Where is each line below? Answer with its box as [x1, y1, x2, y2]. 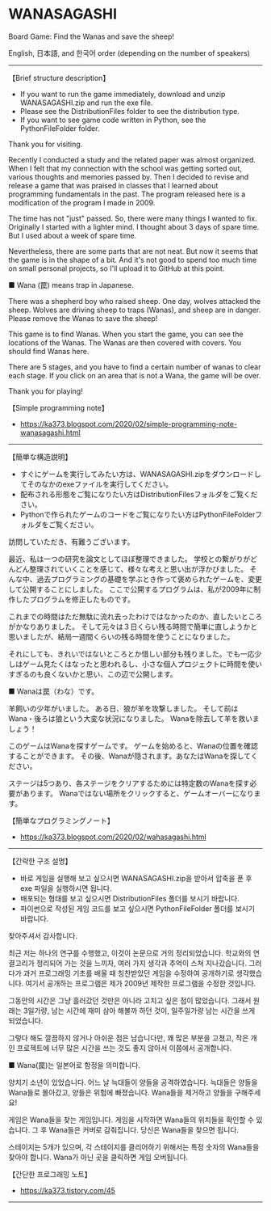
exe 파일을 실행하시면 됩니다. [19, 883, 112, 893]
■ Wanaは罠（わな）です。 [8, 686, 99, 696]
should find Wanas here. [8, 346, 90, 356]
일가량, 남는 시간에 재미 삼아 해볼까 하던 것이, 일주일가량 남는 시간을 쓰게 [27, 1006, 256, 1015]
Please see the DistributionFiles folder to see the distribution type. [19, 106, 240, 116]
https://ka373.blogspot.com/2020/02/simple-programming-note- [19, 419, 238, 428]
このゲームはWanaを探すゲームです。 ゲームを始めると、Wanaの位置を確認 [8, 741, 258, 750]
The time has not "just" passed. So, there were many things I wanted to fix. [8, 213, 257, 223]
